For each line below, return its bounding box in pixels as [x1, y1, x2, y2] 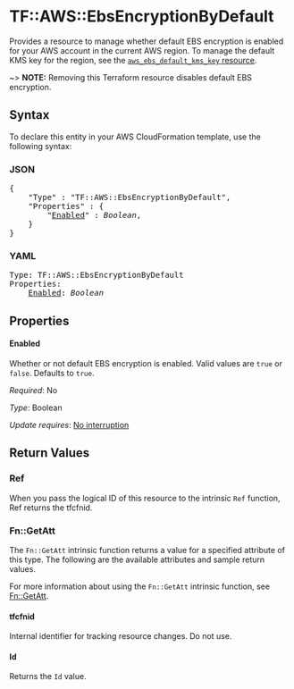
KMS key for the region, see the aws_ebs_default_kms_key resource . [9, 55, 257, 65]
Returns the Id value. [9, 671, 87, 682]
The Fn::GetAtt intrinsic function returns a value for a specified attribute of [9, 544, 286, 555]
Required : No [9, 384, 58, 395]
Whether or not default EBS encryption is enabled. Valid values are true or [9, 357, 283, 368]
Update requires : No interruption [9, 419, 130, 430]
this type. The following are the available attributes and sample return [9, 554, 265, 565]
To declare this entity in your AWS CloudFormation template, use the [9, 131, 261, 142]
